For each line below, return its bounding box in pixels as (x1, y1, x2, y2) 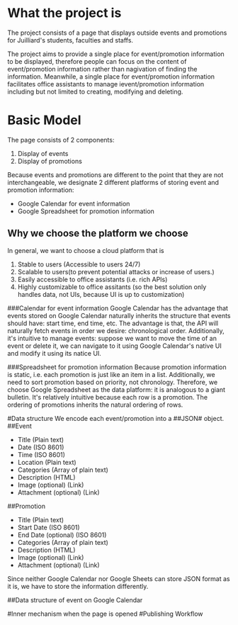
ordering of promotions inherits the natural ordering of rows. (7, 400, 183, 409)
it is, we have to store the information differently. (7, 582, 149, 590)
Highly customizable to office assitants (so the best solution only (17, 282, 207, 291)
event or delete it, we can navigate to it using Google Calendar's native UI (7, 342, 222, 350)
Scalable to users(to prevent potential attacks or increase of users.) (17, 267, 215, 276)
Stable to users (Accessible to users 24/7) (17, 260, 141, 269)
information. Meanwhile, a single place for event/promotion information (7, 72, 215, 81)
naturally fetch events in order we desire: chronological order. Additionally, (7, 326, 225, 334)
